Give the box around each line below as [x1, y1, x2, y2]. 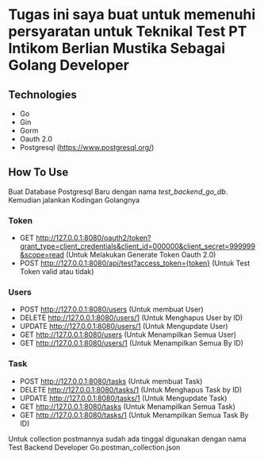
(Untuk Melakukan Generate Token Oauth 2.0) [66, 250, 216, 260]
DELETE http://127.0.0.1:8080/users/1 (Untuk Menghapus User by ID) [19, 313, 243, 323]
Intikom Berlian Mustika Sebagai [8, 40, 226, 57]
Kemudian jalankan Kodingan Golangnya [8, 195, 140, 204]
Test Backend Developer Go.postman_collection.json [8, 443, 181, 452]
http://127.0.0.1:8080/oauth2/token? [35, 233, 151, 243]
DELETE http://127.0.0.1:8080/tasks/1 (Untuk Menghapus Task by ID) [19, 385, 243, 394]
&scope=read [19, 250, 65, 260]
